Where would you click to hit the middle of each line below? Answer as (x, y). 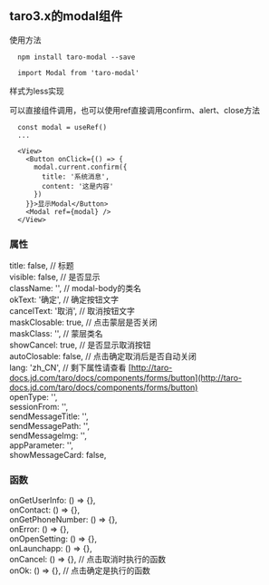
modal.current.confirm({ (80, 167)
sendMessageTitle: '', (49, 416)
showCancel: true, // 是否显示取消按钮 (80, 345)
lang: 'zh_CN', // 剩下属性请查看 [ (70, 368)
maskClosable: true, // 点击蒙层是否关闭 (83, 322)
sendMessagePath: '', (50, 426)
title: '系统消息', (76, 176)
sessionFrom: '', (39, 407)
